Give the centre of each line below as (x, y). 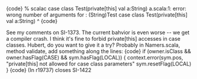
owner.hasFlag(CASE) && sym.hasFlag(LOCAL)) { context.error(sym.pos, (95, 57)
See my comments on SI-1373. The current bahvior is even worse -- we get (98, 32)
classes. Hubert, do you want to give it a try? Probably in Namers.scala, (93, 45)
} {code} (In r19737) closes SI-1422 (49, 70)
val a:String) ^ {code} (32, 21)
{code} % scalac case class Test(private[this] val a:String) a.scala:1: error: (96, 9)
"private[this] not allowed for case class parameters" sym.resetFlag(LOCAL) (99, 64)
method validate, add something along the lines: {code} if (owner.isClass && (98, 51)
